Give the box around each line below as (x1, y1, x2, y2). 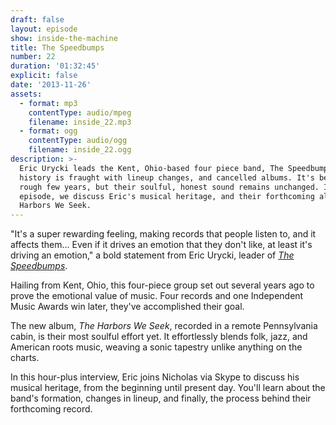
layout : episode (10, 24, 78, 34)
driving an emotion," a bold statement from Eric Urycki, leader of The (10, 249, 295, 261)
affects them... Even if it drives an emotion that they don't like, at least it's (10, 239, 313, 251)
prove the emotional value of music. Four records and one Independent (10, 290, 304, 302)
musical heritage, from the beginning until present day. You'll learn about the (10, 382, 326, 394)
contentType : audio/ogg (28, 136, 128, 146)
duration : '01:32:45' (10, 61, 101, 71)
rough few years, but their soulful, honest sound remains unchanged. (19, 182, 320, 192)
